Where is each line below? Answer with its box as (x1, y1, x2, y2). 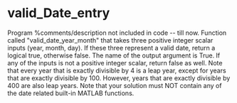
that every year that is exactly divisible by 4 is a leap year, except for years (7, 66, 226, 75)
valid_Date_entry (7, 5, 110, 21)
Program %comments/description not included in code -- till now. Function (7, 28, 227, 37)
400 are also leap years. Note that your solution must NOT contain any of (7, 81, 222, 90)
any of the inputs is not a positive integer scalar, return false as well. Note (7, 58, 223, 67)
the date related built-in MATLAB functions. (7, 89, 135, 97)
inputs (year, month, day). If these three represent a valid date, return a (7, 43, 216, 52)
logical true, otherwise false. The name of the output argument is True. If (7, 51, 221, 60)
